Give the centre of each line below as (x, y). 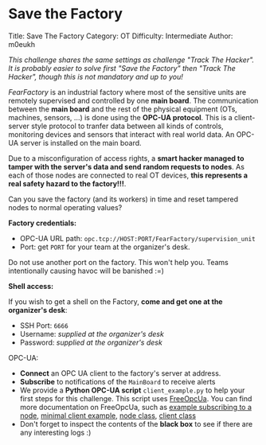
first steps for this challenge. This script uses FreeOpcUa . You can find (136, 398)
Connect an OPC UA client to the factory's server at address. (120, 373)
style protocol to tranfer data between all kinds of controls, (128, 126)
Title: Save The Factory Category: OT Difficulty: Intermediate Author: (121, 36)
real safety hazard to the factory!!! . (67, 183)
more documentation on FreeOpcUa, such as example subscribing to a (136, 407)
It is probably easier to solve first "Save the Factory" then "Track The (122, 68)
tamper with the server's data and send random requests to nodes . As (127, 166)
